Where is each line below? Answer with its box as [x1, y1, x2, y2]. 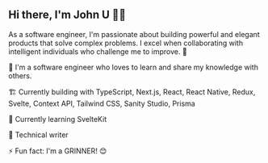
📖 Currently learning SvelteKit [8, 114, 107, 123]
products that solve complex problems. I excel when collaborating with [8, 38, 244, 48]
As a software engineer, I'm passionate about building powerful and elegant [8, 29, 260, 39]
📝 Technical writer [8, 130, 69, 140]
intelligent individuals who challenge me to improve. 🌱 [8, 46, 187, 56]
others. [8, 70, 32, 81]
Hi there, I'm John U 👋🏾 [8, 8, 127, 22]
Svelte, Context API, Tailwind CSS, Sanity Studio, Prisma [8, 98, 195, 108]
